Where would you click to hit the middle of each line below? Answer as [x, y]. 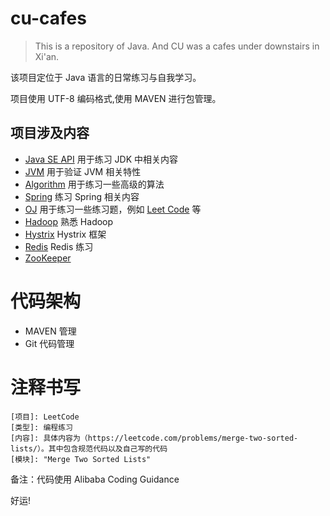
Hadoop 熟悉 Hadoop [69, 221]
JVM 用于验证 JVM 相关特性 [83, 171]
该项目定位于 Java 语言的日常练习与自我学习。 [106, 77]
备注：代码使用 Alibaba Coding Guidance [95, 479]
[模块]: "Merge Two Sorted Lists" [81, 459]
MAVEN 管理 [50, 331]
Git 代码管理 [49, 343]
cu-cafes [48, 18]
